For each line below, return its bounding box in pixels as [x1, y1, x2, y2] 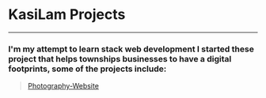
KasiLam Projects [8, 6, 126, 24]
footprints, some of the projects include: [8, 63, 167, 74]
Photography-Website [27, 81, 99, 91]
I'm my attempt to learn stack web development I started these [8, 43, 255, 55]
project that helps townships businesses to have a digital [8, 53, 232, 64]
